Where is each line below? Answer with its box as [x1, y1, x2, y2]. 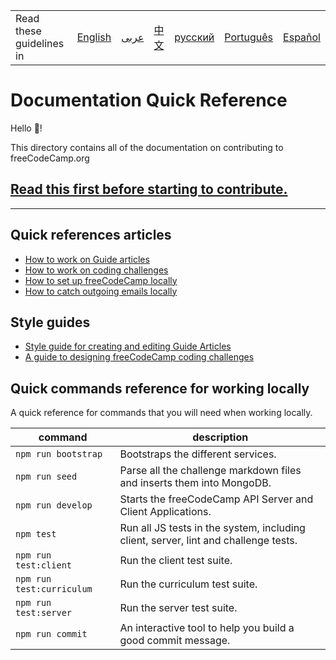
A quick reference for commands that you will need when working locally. [10, 407, 313, 419]
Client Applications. [119, 505, 212, 519]
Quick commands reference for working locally [10, 380, 310, 397]
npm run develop [15, 500, 93, 511]
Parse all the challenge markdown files [119, 464, 302, 478]
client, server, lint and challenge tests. [119, 534, 298, 548]
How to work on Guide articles [24, 253, 150, 265]
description [192, 430, 249, 444]
